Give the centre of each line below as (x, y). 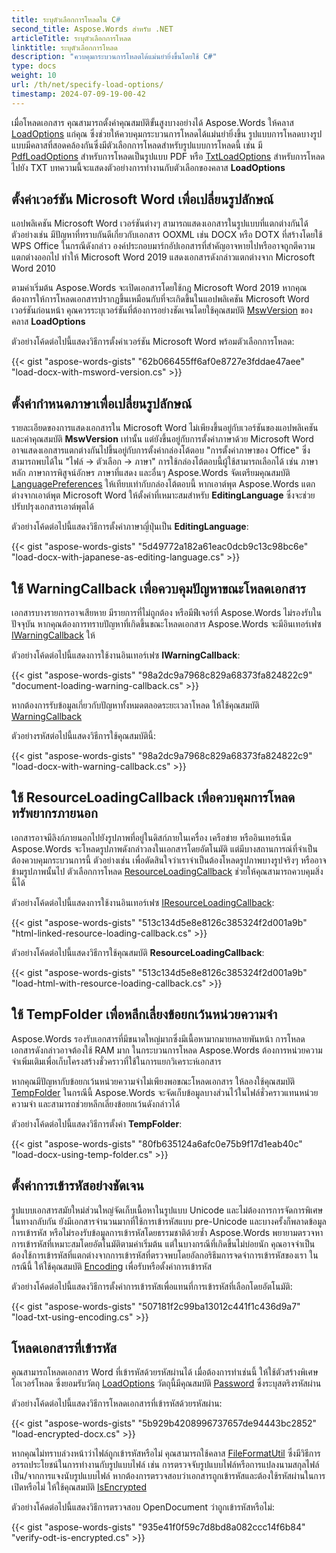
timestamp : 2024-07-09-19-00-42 (78, 94)
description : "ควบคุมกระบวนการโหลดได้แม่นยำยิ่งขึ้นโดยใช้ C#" (114, 57)
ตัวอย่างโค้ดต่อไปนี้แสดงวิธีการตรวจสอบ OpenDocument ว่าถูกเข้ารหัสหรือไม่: (143, 1507)
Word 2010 (33, 268)
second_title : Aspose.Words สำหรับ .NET (92, 29)
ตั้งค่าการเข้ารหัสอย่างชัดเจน (77, 1186)
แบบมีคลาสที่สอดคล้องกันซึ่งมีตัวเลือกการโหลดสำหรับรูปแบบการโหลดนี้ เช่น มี (137, 145)
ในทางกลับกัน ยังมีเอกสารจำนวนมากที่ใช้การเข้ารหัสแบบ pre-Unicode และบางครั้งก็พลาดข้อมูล (169, 1221)
